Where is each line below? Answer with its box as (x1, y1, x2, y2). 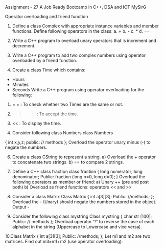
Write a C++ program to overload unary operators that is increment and (12, 38, 157, 43)
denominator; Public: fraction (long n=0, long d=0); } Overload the (12, 174, 146, 180)
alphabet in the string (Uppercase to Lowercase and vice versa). (12, 224, 142, 229)
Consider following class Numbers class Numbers (12, 130, 113, 136)
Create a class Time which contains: (12, 67, 86, 73)
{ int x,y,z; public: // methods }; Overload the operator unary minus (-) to (5, 139, 151, 145)
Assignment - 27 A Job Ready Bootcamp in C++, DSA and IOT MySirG (5, 4, 147, 10)
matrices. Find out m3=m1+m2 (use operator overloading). (5, 239, 123, 244)
